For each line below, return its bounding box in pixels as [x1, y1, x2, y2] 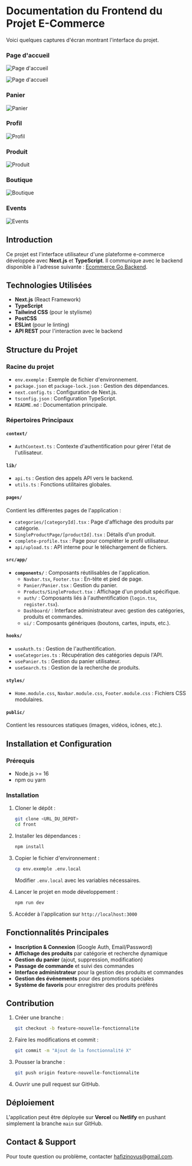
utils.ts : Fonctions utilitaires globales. [14, 481, 112, 488]
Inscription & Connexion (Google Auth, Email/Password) [14, 943, 153, 950]
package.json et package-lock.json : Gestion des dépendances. [14, 383, 170, 390]
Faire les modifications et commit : [14, 1036, 99, 1043]
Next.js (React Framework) [14, 296, 81, 303]
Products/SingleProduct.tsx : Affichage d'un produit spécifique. [23, 588, 180, 595]
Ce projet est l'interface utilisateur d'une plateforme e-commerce [6, 250, 165, 257]
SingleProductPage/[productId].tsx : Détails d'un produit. [14, 531, 156, 538]
